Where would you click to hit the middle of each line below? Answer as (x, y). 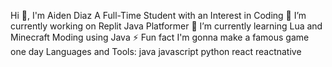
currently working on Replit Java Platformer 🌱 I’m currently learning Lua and (166, 26)
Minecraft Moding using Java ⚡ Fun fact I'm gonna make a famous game (160, 37)
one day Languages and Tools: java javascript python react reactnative (156, 51)
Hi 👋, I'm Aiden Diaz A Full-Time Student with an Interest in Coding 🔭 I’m (158, 15)
